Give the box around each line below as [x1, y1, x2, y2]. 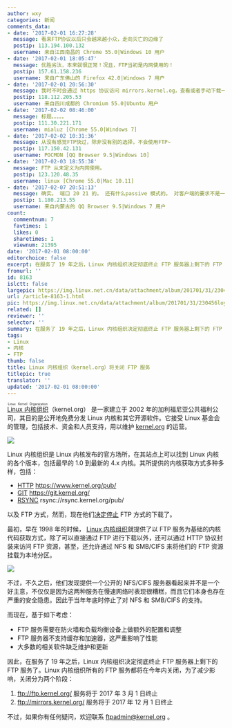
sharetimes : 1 [13, 235, 54, 242]
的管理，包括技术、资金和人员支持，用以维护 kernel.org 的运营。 [7, 423, 191, 431]
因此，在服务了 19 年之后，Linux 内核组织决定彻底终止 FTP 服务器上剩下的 [7, 657, 218, 666]
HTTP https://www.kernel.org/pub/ [17, 482, 117, 490]
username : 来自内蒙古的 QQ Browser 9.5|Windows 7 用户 [13, 203, 166, 210]
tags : [7, 331, 23, 339]
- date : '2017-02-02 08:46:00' [7, 107, 97, 113]
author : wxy [7, 10, 41, 17]
